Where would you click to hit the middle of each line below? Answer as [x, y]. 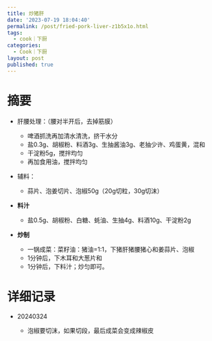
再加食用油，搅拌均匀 [57, 162]
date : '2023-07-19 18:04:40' [49, 20]
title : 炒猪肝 [26, 13]
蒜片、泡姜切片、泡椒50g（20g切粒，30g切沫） [95, 190]
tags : [15, 33]
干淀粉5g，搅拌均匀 [55, 153]
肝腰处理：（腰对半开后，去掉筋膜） [67, 121]
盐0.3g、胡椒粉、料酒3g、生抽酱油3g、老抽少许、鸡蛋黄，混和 [116, 144]
